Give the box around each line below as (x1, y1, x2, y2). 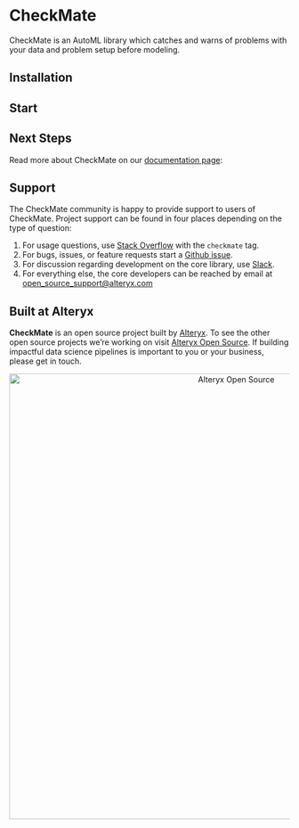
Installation (9, 70, 73, 86)
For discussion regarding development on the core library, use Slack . (21, 259, 275, 270)
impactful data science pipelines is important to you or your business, (9, 347, 264, 357)
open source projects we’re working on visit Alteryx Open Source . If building (9, 337, 289, 348)
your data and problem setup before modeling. (9, 44, 181, 54)
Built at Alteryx (9, 304, 94, 319)
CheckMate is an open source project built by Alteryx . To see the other (9, 327, 271, 339)
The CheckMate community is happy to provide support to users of (9, 204, 256, 215)
